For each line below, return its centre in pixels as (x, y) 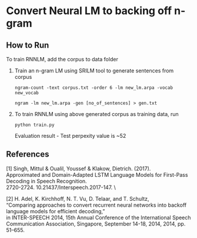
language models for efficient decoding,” (56, 211)
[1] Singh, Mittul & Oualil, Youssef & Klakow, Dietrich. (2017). (79, 168)
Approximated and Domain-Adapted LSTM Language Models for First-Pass (97, 174)
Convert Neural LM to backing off (89, 11)
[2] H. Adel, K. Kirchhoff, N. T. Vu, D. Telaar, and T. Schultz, (78, 199)
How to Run (28, 45)
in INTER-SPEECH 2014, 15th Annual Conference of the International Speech (98, 217)
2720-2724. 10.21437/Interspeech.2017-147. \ (61, 187)
